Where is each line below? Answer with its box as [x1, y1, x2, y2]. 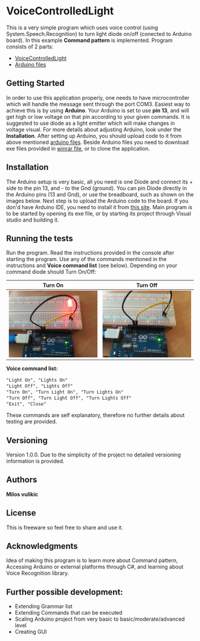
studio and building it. [6, 216, 60, 223]
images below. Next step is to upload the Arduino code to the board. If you [6, 197, 189, 204]
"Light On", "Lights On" [6, 378, 68, 384]
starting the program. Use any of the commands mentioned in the [6, 256, 167, 263]
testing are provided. [6, 418, 58, 425]
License [6, 508, 36, 518]
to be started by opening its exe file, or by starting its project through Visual [6, 210, 192, 217]
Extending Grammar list [14, 603, 73, 610]
